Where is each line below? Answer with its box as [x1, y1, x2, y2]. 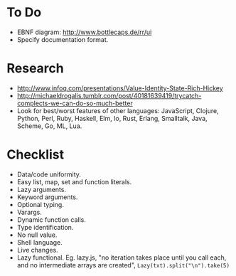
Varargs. [16, 208, 42, 216]
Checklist [6, 147, 65, 163]
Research [6, 60, 65, 77]
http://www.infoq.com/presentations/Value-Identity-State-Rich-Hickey [16, 83, 223, 92]
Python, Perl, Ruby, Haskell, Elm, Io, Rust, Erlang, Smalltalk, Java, [16, 114, 208, 122]
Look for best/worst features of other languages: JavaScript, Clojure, [16, 106, 219, 115]
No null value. [16, 230, 58, 239]
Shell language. [16, 238, 63, 246]
